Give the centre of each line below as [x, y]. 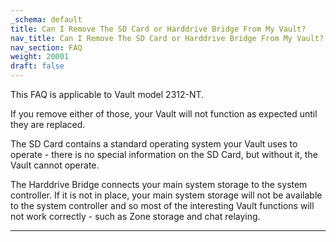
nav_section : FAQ [46, 47]
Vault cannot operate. [55, 165]
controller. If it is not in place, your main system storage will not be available [166, 195]
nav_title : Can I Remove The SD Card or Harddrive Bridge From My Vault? [167, 38]
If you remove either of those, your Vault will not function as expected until [164, 114]
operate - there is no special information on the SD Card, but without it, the [164, 154]
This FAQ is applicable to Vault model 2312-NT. [107, 94]
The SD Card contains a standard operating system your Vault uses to [154, 144]
